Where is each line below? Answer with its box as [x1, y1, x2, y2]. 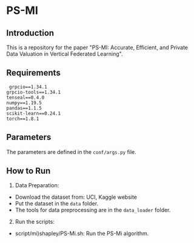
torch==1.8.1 [6, 116, 39, 122]
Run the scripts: [15, 218, 55, 225]
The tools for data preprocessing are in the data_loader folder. [15, 207, 171, 214]
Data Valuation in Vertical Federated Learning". [6, 50, 123, 58]
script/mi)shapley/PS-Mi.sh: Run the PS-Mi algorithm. [15, 230, 149, 237]
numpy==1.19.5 [6, 99, 42, 106]
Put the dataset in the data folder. [15, 200, 99, 207]
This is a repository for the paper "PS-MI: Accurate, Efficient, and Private [6, 44, 189, 51]
